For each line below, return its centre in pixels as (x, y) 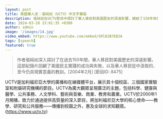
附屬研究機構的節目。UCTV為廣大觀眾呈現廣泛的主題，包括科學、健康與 (85, 88)
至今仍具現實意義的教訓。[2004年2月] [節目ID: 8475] (70, 72)
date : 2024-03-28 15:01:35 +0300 (39, 23)
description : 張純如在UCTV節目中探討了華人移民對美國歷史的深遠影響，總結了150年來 (81, 18)
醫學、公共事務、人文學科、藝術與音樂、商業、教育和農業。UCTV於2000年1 (81, 94)
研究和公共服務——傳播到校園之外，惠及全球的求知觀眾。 (71, 106)
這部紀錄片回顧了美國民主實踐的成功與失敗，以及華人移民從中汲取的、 (87, 66)
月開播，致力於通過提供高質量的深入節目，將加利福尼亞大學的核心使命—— (79, 100)
